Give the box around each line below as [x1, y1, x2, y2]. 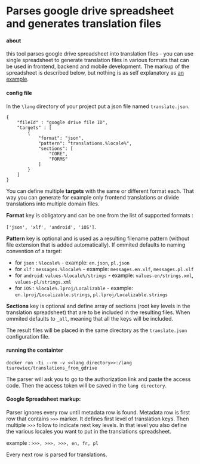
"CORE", [48, 150, 68, 156]
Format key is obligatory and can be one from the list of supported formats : [6, 211, 193, 219]
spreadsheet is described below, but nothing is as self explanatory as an [6, 69, 184, 76]
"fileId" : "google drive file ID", [17, 119, 109, 125]
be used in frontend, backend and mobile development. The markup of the [6, 63, 190, 70]
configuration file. [6, 333, 50, 340]
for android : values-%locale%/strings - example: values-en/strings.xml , [14, 272, 194, 279]
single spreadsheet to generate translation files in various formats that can [6, 57, 189, 64]
